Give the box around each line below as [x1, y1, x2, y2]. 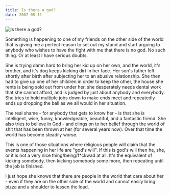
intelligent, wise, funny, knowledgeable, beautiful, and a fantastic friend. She [5, 115, 166, 121]
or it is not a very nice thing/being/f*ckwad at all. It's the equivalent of [5, 152, 152, 158]
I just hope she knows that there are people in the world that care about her [5, 173, 164, 179]
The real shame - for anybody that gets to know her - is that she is [5, 110, 145, 116]
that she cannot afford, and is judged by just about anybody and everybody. [5, 89, 165, 95]
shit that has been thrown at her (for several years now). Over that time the [5, 126, 162, 132]
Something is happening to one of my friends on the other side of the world [5, 36, 164, 42]
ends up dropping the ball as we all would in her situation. [5, 100, 127, 106]
